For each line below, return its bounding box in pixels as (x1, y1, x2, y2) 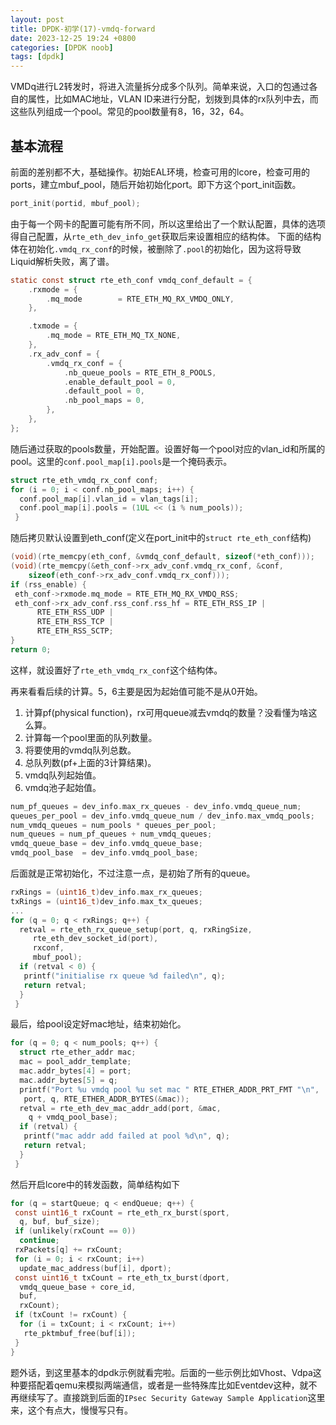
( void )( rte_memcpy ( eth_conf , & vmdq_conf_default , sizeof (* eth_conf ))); (10, 552, 315, 562)
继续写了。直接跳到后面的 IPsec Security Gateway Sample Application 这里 (18, 1391, 326, 1403)
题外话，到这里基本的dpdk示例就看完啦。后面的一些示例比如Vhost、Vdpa (10, 1366, 313, 1378)
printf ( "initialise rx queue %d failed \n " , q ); (23, 971, 226, 981)
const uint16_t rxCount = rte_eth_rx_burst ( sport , (14, 1207, 230, 1218)
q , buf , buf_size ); (19, 1217, 101, 1227)
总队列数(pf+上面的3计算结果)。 (24, 756, 157, 768)
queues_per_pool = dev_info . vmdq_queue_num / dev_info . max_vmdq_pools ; (10, 811, 315, 821)
